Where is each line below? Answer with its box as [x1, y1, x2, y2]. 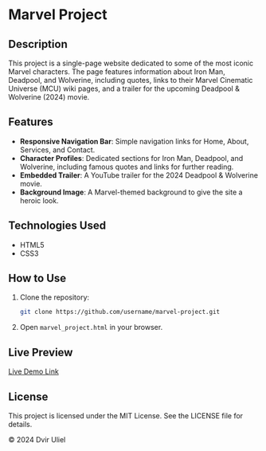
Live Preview [8, 345, 73, 359]
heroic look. [19, 195, 59, 205]
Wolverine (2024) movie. [8, 92, 90, 101]
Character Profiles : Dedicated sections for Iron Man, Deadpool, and [19, 153, 244, 163]
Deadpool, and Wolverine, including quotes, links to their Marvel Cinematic [8, 76, 253, 84]
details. [8, 419, 33, 429]
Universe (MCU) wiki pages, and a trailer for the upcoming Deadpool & [8, 84, 241, 93]
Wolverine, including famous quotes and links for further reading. [19, 162, 234, 171]
